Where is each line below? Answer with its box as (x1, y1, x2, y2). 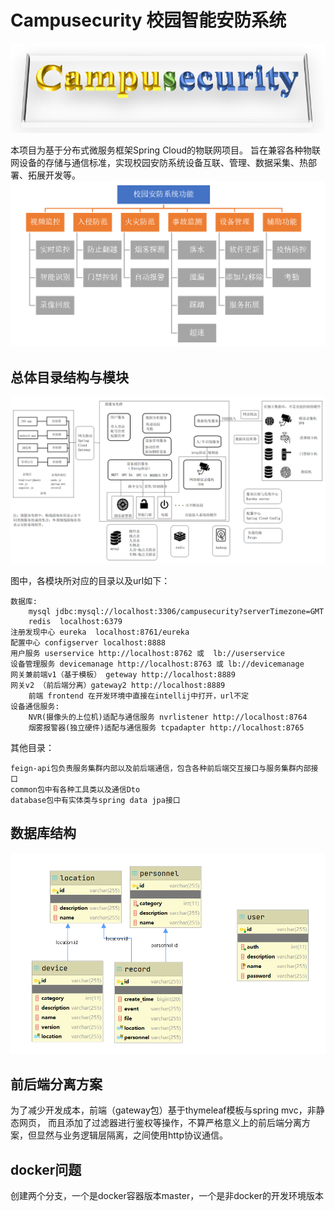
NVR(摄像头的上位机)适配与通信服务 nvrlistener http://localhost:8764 (28, 712, 308, 722)
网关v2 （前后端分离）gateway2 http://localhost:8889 (10, 680, 226, 690)
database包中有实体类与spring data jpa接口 (10, 795, 181, 805)
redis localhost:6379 (28, 616, 123, 626)
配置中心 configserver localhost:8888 (10, 637, 167, 648)
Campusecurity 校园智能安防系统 (10, 9, 287, 32)
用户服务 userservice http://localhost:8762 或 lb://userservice (10, 648, 285, 658)
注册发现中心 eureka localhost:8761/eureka (10, 627, 190, 637)
